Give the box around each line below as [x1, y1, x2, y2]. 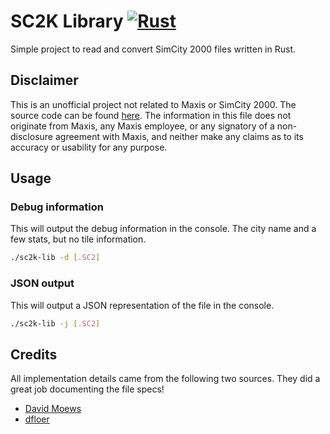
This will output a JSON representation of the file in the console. [10, 299, 275, 311]
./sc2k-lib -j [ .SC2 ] [10, 318, 101, 329]
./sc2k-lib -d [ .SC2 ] [10, 253, 101, 263]
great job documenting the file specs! [10, 383, 165, 395]
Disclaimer [10, 72, 79, 89]
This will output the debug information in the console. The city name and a [10, 223, 317, 235]
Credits [10, 346, 58, 363]
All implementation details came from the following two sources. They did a [10, 373, 321, 385]
